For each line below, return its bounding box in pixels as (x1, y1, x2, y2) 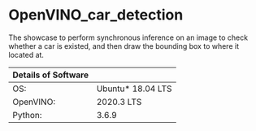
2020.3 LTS (96, 96, 142, 107)
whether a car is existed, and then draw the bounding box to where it (8, 41, 240, 50)
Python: (12, 109, 42, 120)
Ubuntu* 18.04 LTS (96, 83, 172, 94)
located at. (8, 50, 45, 59)
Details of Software (12, 69, 89, 81)
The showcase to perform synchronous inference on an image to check (8, 33, 249, 42)
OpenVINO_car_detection (8, 6, 184, 24)
